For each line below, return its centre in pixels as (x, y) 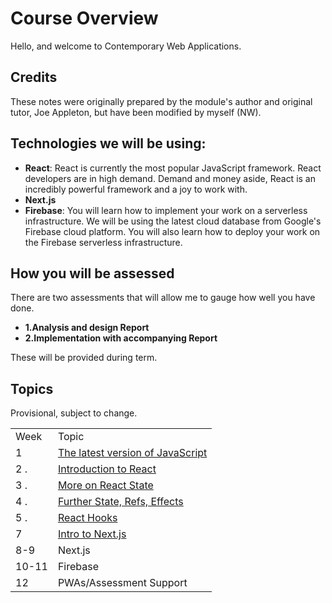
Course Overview (84, 18)
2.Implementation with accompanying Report (121, 338)
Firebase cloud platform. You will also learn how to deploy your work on (172, 231)
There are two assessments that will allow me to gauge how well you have (163, 298)
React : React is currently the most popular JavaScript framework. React (173, 168)
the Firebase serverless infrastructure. (103, 242)
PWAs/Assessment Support (122, 583)
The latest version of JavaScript (132, 453)
